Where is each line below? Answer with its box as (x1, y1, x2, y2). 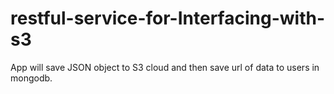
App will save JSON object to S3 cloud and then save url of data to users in (10, 61, 320, 73)
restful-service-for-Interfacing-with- (10, 7, 325, 30)
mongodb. (10, 72, 53, 84)
